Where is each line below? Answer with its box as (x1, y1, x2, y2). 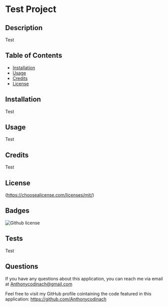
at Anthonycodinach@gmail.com (5, 281, 73, 287)
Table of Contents (5, 51, 63, 60)
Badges (5, 207, 30, 215)
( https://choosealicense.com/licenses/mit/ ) (5, 192, 94, 198)
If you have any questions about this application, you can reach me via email (5, 275, 163, 281)
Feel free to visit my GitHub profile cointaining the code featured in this (5, 290, 151, 296)
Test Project (5, 4, 57, 15)
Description (5, 24, 43, 32)
